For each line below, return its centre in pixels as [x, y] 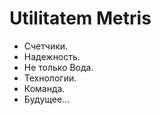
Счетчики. [46, 46]
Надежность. [52, 56]
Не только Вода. [58, 67]
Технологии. [50, 78]
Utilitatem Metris [80, 18]
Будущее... [47, 99]
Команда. [44, 88]
